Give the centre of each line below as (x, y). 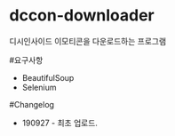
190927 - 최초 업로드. (60, 123)
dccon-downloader (82, 16)
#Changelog (32, 104)
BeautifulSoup (48, 77)
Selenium (39, 87)
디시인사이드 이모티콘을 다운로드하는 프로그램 (88, 41)
